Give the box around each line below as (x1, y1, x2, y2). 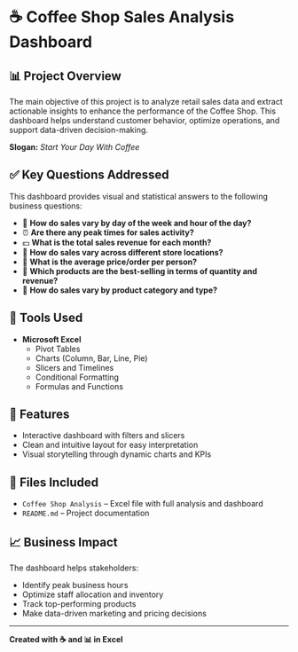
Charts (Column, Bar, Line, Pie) (35, 352, 148, 364)
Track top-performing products (21, 599, 137, 609)
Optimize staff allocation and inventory (21, 589, 164, 600)
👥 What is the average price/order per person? (21, 256, 198, 267)
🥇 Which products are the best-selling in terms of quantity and (21, 265, 258, 276)
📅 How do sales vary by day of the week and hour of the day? (21, 217, 252, 228)
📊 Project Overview (9, 68, 122, 83)
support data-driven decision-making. (9, 125, 149, 135)
